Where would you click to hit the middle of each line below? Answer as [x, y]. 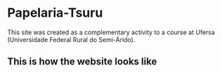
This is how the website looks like [82, 62]
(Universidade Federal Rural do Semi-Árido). [71, 39]
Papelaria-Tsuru [55, 13]
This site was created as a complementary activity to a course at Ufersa [111, 32]
